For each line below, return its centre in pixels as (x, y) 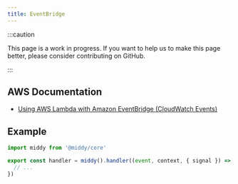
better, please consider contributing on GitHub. (77, 56)
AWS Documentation (55, 92)
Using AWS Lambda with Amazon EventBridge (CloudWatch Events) (118, 109)
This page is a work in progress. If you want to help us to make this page (114, 48)
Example (27, 132)
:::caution (21, 34)
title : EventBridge (36, 14)
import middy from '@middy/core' (57, 148)
